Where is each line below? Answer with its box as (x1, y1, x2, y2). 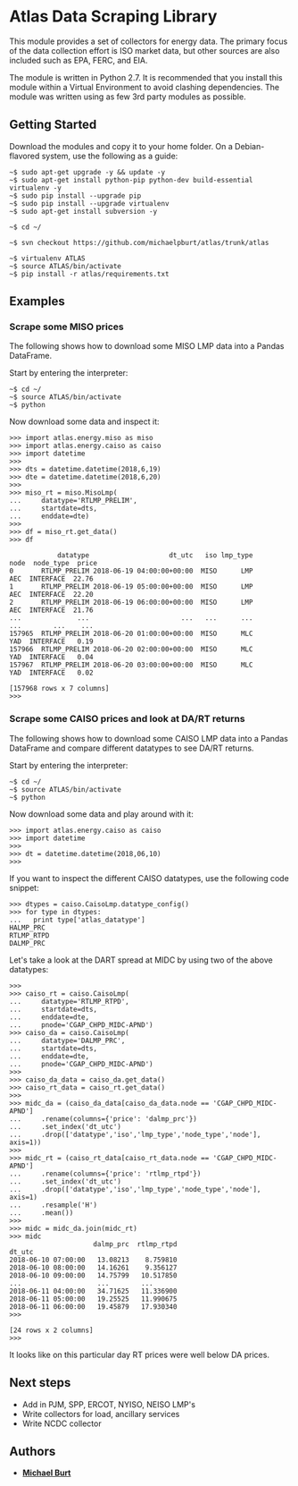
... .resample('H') (9, 1201, 98, 1210)
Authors (9, 1443, 56, 1459)
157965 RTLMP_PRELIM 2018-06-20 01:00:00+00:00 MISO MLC (9, 629, 253, 639)
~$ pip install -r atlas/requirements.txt (9, 269, 170, 278)
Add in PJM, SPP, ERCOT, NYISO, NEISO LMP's (21, 1398, 196, 1410)
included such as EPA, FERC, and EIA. (9, 55, 148, 65)
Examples (9, 293, 65, 310)
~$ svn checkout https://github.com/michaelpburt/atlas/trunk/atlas (9, 238, 269, 247)
